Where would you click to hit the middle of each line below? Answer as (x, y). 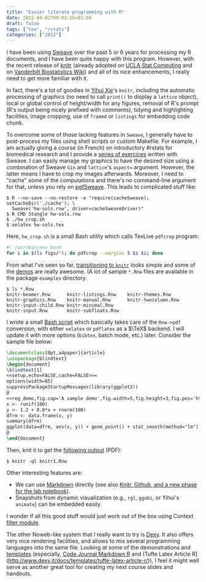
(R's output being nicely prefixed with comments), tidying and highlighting (100, 110)
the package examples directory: (47, 278)
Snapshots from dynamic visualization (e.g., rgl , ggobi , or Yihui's (97, 497)
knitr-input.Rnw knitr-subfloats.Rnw (63, 310)
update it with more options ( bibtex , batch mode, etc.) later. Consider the (99, 335)
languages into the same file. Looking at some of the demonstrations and (99, 547)
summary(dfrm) (25, 421)
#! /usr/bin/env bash (34, 248)
